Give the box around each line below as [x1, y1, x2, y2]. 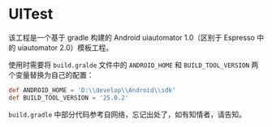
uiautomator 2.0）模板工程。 [17, 42, 114, 53]
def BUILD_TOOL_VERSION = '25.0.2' [8, 94, 129, 102]
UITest [8, 5, 54, 23]
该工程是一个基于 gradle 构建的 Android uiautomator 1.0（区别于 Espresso [8, 32, 256, 42]
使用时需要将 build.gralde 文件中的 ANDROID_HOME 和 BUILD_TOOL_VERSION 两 [8, 60, 259, 70]
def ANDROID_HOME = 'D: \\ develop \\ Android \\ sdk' [8, 86, 176, 94]
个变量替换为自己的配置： [8, 70, 94, 79]
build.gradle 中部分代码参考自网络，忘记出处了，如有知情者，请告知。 [8, 109, 246, 119]
